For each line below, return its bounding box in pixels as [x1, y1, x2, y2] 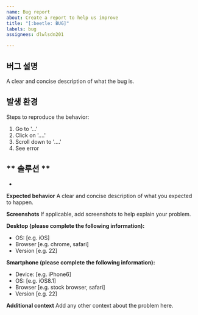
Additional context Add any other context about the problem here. [6, 302, 174, 309]
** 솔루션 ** [6, 164, 51, 174]
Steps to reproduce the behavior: [6, 113, 90, 121]
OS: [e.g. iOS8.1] [15, 277, 57, 284]
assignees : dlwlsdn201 [6, 32, 64, 38]
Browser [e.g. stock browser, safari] [15, 283, 105, 291]
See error [15, 144, 40, 152]
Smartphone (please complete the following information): [6, 258, 155, 266]
